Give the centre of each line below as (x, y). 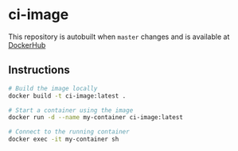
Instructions (39, 70)
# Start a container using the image (71, 110)
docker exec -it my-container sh (64, 139)
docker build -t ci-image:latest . (67, 96)
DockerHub (27, 45)
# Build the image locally (53, 88)
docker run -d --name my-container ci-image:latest (96, 118)
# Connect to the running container (69, 132)
